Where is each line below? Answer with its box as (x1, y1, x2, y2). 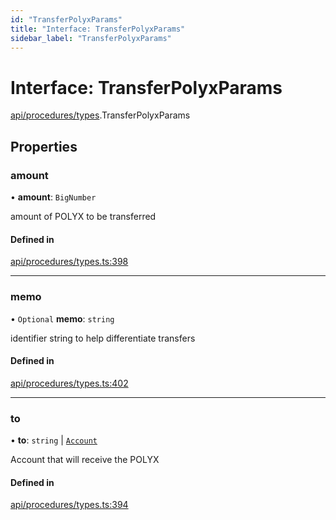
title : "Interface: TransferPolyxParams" (10, 24, 186, 34)
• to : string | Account (10, 434, 98, 446)
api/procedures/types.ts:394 (10, 499, 129, 511)
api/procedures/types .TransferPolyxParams (10, 109, 191, 121)
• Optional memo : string (10, 312, 115, 325)
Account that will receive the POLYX (10, 454, 160, 465)
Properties (10, 138, 78, 155)
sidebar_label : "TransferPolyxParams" (10, 33, 172, 43)
